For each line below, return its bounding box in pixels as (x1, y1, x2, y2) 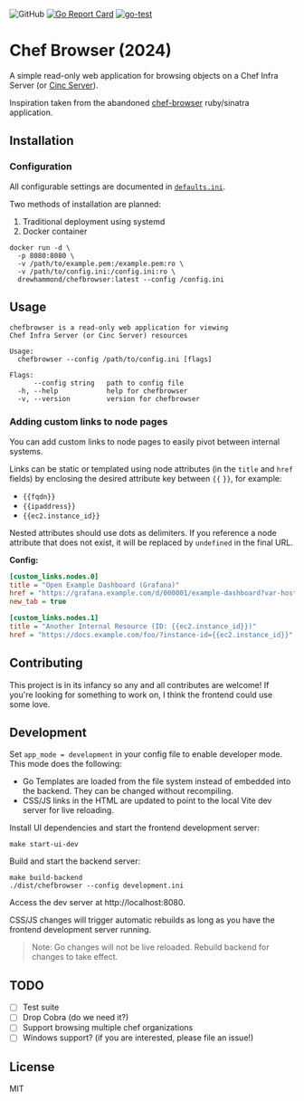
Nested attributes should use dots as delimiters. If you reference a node (9, 527, 278, 538)
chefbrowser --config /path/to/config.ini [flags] (17, 355, 213, 364)
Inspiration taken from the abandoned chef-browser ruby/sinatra (9, 97, 250, 108)
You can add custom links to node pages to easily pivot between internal (9, 436, 280, 447)
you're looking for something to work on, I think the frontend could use (9, 689, 273, 700)
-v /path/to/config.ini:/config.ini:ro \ (17, 267, 176, 276)
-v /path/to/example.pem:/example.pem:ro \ (17, 259, 184, 268)
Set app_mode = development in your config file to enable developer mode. (9, 749, 283, 760)
